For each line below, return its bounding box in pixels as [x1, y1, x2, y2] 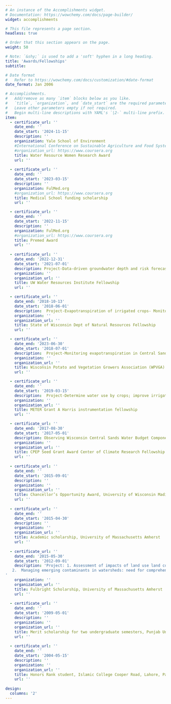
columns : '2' [10, 691, 38, 696]
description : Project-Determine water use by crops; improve [14, 393, 149, 398]
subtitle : [5, 63, 26, 69]
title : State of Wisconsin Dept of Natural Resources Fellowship [14, 323, 156, 328]
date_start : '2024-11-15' [14, 129, 70, 134]
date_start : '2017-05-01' [14, 431, 70, 436]
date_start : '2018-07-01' [14, 346, 70, 351]
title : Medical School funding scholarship [14, 195, 108, 201]
